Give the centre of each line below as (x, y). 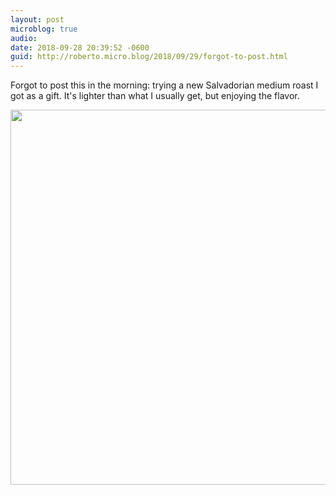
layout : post (37, 19)
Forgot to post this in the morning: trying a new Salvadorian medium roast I (164, 85)
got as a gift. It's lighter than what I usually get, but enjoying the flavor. (155, 96)
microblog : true (44, 29)
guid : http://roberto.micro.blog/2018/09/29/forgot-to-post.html (149, 57)
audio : (24, 38)
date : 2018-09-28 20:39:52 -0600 (80, 47)
